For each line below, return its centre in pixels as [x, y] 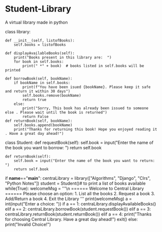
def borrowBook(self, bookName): [39, 78]
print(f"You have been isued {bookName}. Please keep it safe [87, 87]
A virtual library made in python [36, 22]
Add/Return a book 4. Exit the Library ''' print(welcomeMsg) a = [69, 199]
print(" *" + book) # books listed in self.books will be [83, 66]
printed [13, 70]
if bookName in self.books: [42, 83]
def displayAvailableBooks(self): [40, 53]
